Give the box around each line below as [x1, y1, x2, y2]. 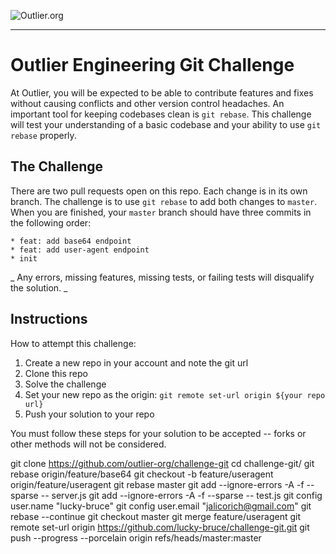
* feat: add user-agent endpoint [10, 245, 150, 255]
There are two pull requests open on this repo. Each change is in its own [10, 185, 308, 197]
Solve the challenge [24, 378, 107, 390]
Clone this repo [24, 367, 88, 379]
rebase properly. [10, 129, 77, 141]
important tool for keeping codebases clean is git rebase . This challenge [10, 108, 312, 120]
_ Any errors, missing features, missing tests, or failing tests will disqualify [10, 271, 315, 283]
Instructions [10, 311, 88, 328]
